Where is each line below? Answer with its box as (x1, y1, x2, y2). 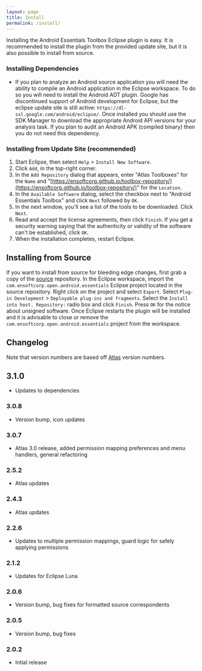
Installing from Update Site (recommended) (6, 144, 136, 153)
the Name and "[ (14, 177, 52, 185)
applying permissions (14, 544, 69, 551)
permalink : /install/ (6, 20, 61, 26)
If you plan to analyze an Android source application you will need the (14, 78, 188, 85)
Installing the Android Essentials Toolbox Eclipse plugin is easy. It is (6, 37, 174, 44)
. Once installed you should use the (98, 110, 187, 118)
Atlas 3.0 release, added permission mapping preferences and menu (14, 445, 186, 451)
